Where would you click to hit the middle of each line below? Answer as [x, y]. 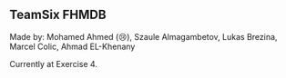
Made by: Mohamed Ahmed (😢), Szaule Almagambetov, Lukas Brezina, [143, 36]
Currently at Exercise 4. [54, 63]
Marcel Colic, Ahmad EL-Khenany [72, 46]
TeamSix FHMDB [58, 15]
